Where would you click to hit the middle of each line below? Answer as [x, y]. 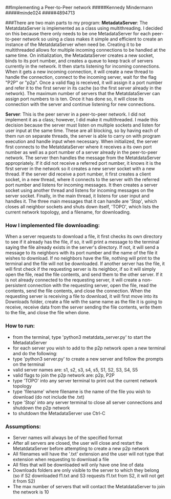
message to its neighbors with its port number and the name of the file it [81, 253]
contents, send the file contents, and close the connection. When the [78, 291]
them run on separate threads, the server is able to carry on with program [83, 136]
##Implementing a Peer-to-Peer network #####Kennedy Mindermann [79, 7]
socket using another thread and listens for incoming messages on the [80, 190]
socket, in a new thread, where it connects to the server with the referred [82, 179]
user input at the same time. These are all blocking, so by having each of [82, 131]
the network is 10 [31, 492]
